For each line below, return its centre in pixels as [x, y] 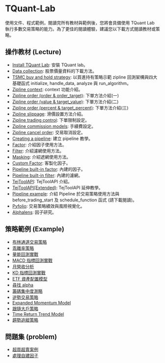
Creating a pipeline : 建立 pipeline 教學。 [53, 139]
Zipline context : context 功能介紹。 [47, 89]
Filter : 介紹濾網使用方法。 [38, 151]
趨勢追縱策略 [25, 320]
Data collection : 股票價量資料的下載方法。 [55, 71]
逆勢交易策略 [25, 297]
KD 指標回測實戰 [29, 273]
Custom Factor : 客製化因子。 [41, 163]
